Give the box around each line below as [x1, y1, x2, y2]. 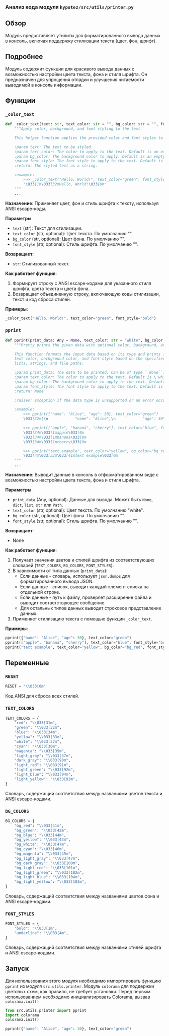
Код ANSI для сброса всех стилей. [5, 693, 79, 699]
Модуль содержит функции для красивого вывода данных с [5, 65, 135, 72]
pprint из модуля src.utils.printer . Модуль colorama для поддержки [5, 983, 154, 989]
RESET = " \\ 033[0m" [5, 684, 46, 689]
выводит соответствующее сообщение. [20, 600, 106, 606]
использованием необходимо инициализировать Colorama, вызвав [5, 994, 150, 1000]
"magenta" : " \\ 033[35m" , [14, 748, 66, 753]
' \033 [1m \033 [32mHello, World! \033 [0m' [23, 181, 107, 187]
